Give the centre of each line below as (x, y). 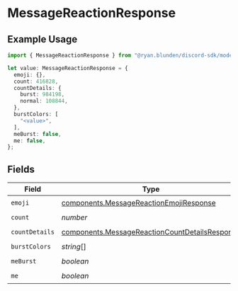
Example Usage (42, 39)
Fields (21, 169)
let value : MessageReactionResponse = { (68, 68)
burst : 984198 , (42, 95)
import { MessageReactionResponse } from (69, 55)
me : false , (30, 141)
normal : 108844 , (44, 101)
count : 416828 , (36, 81)
